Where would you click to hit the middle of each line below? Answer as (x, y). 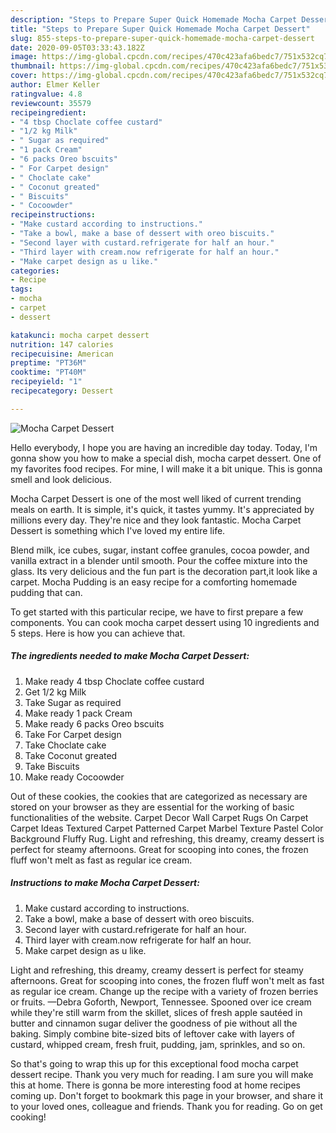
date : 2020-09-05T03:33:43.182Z (77, 47)
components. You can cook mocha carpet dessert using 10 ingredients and (165, 622)
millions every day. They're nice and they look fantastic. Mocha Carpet (156, 520)
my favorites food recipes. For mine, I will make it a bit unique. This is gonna (166, 468)
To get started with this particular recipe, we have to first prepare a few (157, 612)
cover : (24, 76)
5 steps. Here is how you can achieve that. (98, 633)
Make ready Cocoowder (74, 777)
